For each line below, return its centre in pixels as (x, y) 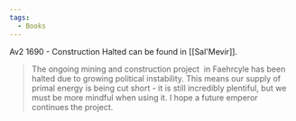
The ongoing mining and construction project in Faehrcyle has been (158, 69)
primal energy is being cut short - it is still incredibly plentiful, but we (159, 88)
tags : (19, 17)
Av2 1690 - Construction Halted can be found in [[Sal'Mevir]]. (123, 51)
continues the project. (72, 107)
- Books (32, 26)
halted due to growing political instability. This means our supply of (156, 78)
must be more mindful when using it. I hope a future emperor (145, 97)
